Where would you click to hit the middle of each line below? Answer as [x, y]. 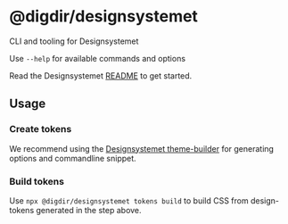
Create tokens [41, 129]
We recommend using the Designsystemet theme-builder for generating [142, 148]
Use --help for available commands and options [97, 58]
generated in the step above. [88, 210]
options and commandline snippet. [73, 158]
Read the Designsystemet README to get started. [101, 75]
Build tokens [37, 181]
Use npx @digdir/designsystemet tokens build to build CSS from [129, 200]
